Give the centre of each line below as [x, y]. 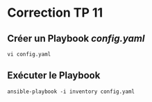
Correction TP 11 [55, 13]
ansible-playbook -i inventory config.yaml [71, 92]
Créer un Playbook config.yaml [76, 39]
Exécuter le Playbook [54, 75]
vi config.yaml [29, 54]
